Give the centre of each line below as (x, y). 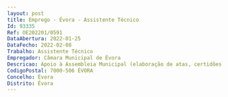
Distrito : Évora (30, 83)
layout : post (26, 13)
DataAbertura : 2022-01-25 (44, 39)
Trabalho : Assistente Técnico (50, 52)
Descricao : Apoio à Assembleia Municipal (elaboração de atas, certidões (115, 64)
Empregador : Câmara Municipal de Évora (64, 58)
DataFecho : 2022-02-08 (39, 45)
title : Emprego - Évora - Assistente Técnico (73, 20)
